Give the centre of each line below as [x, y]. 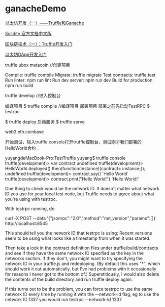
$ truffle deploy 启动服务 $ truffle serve [45, 122]
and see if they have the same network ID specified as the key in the [74, 253]
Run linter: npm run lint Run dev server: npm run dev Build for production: [80, 80]
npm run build [19, 85]
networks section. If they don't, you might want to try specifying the [74, 258]
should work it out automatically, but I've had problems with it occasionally [81, 269]
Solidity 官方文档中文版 [28, 33]
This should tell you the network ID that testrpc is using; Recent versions [79, 233]
